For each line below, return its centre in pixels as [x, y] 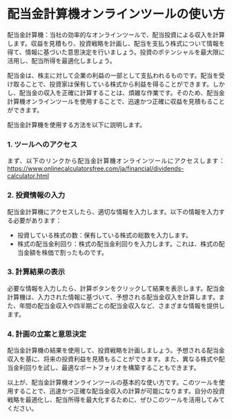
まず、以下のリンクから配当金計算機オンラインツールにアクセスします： [116, 161]
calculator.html [28, 176]
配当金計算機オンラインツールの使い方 [116, 14]
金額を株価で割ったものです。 [66, 252]
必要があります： [37, 220]
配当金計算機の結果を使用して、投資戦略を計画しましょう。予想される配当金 [116, 350]
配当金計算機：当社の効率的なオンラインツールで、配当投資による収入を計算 [116, 35]
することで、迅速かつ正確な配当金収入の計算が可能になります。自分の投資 [119, 391]
